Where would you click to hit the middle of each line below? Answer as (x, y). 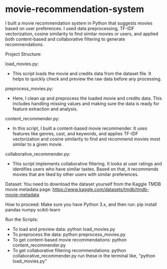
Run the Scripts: (22, 219)
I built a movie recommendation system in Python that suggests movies (79, 23)
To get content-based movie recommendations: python (69, 239)
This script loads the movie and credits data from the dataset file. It (82, 73)
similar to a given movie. (38, 144)
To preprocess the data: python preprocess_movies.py (69, 234)
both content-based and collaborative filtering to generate (65, 39)
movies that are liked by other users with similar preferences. (75, 174)
